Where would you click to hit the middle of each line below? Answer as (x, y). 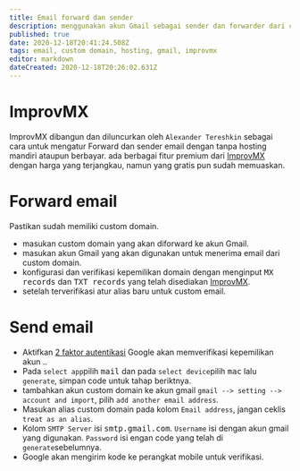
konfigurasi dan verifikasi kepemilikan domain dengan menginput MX (148, 272)
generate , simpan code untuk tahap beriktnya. (107, 381)
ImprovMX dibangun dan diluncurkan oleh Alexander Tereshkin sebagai (141, 136)
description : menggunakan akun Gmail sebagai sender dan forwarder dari (147, 26)
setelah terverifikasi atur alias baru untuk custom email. (124, 291)
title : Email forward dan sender (71, 17)
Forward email (63, 201)
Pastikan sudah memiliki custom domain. (84, 226)
